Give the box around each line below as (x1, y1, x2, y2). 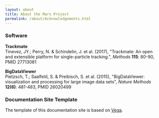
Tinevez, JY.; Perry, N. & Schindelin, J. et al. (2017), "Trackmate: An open (5, 48, 153, 54)
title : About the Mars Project (5, 12, 69, 17)
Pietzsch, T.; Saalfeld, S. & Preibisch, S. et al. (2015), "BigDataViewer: (5, 74, 145, 79)
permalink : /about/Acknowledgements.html (5, 16, 91, 21)
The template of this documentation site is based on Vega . (5, 107, 123, 113)
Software (5, 32, 28, 39)
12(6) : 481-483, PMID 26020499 (5, 84, 72, 90)
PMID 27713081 (5, 59, 37, 65)
